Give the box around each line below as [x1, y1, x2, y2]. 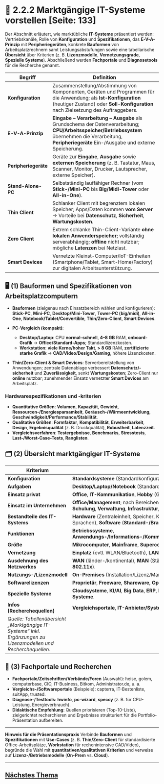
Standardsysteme [72, 475, 115, 482]
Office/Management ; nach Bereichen [72, 499, 159, 506]
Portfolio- [138, 712, 157, 718]
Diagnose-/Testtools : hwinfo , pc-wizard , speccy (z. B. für [12, 696, 132, 702]
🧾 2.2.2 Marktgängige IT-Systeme [5, 4, 145, 16]
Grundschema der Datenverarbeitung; [52, 121, 140, 127]
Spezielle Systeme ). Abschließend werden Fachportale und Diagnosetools [5, 57, 158, 63]
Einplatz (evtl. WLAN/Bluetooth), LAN [72, 549, 159, 556]
